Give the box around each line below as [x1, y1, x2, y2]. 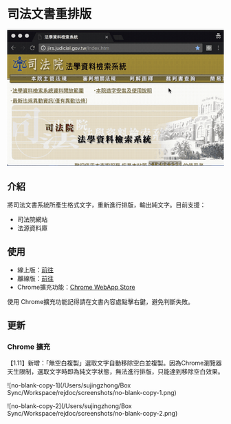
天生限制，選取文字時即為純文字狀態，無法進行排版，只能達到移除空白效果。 [7, 367, 224, 376]
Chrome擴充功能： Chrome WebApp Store [16, 283, 135, 291]
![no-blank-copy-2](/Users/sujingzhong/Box [7, 402, 132, 410]
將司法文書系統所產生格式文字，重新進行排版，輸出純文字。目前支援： [7, 201, 206, 209]
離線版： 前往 [16, 274, 54, 283]
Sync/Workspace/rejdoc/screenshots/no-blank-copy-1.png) [7, 389, 177, 397]
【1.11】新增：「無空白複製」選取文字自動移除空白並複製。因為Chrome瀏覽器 [7, 359, 222, 367]
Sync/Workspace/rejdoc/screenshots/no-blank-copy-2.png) [7, 410, 178, 418]
